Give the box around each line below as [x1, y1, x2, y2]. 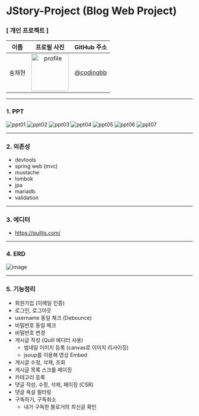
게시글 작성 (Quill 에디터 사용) [14, 336, 84, 344]
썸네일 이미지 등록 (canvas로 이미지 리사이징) [23, 344, 129, 351]
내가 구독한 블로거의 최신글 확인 [23, 403, 97, 410]
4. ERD [6, 250, 25, 258]
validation [14, 194, 39, 201]
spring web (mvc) [14, 163, 58, 170]
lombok [14, 175, 34, 182]
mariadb [14, 188, 36, 195]
